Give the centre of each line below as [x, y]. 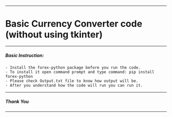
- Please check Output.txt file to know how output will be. [72, 81]
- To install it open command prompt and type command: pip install [80, 72]
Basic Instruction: [25, 55]
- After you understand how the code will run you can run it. [74, 85]
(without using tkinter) [54, 35]
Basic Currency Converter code [74, 24]
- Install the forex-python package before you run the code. [73, 67]
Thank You [17, 101]
